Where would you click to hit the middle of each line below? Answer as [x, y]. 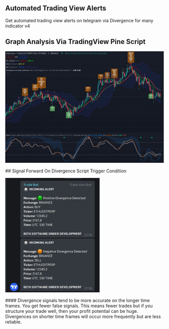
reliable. [14, 322]
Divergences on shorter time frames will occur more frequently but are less [83, 316]
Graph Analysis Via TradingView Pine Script [75, 42]
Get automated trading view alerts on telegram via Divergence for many [79, 20]
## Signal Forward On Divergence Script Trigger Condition [66, 171]
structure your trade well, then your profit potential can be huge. [72, 311]
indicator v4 [18, 26]
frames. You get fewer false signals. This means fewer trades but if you [79, 306]
